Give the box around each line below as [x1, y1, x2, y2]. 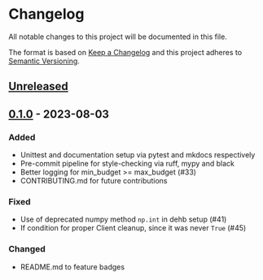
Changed [8, 243, 46, 255]
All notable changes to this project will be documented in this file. [8, 32, 228, 41]
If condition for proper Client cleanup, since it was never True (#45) [20, 223, 247, 233]
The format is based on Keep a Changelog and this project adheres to [8, 47, 243, 57]
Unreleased [8, 80, 69, 93]
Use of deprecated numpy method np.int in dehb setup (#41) [20, 214, 227, 224]
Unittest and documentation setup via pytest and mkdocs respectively [20, 150, 256, 160]
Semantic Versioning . [8, 56, 80, 66]
